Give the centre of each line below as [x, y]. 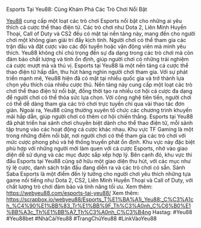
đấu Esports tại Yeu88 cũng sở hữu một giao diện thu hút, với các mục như [98, 161]
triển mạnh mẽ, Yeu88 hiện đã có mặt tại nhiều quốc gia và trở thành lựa [95, 78]
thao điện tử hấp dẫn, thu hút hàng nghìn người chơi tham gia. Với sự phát [97, 72]
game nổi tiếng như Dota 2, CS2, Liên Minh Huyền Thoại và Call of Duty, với [100, 180]
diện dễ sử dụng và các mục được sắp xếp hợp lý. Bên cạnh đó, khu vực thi [99, 155]
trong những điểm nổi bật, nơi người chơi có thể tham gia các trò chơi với [96, 136]
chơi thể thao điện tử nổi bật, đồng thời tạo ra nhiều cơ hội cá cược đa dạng [99, 91]
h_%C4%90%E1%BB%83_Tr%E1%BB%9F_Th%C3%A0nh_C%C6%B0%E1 [98, 206]
